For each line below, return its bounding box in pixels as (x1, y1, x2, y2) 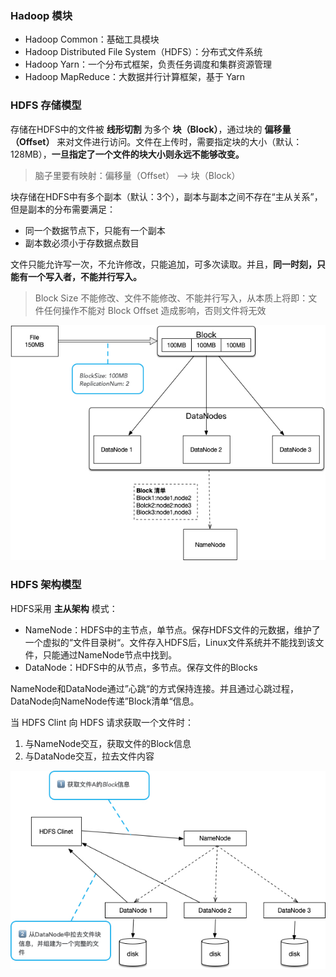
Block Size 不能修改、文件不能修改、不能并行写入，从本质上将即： (34, 292, 309, 304)
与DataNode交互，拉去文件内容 (24, 750, 155, 762)
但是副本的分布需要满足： (10, 203, 116, 215)
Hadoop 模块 (10, 8, 73, 22)
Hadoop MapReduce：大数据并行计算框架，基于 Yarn (24, 71, 246, 83)
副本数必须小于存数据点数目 (24, 237, 140, 249)
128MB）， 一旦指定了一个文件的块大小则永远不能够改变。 (10, 148, 245, 160)
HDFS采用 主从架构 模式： (10, 602, 118, 614)
